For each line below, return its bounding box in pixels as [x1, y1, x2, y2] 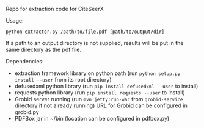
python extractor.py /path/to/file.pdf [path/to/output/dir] [5, 29, 165, 35]
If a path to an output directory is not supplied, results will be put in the [5, 40, 184, 46]
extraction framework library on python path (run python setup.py [14, 69, 181, 77]
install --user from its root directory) [14, 76, 112, 83]
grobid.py [14, 108, 39, 115]
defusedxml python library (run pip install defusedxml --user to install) [14, 82, 199, 90]
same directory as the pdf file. [5, 46, 82, 53]
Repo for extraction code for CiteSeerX [5, 5, 104, 12]
